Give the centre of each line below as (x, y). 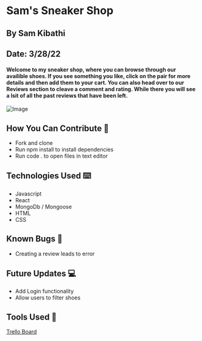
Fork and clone (34, 143)
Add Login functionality (44, 291)
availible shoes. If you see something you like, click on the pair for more (98, 76)
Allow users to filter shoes (48, 298)
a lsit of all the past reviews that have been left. (67, 95)
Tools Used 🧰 (32, 317)
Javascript (28, 194)
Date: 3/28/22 (33, 53)
